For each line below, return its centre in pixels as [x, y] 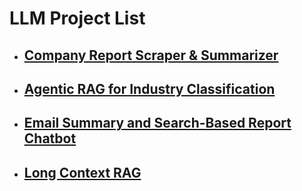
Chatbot [50, 138]
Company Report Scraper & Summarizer [151, 55]
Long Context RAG [82, 172]
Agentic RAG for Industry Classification [149, 88]
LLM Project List [77, 18]
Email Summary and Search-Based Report [157, 123]
